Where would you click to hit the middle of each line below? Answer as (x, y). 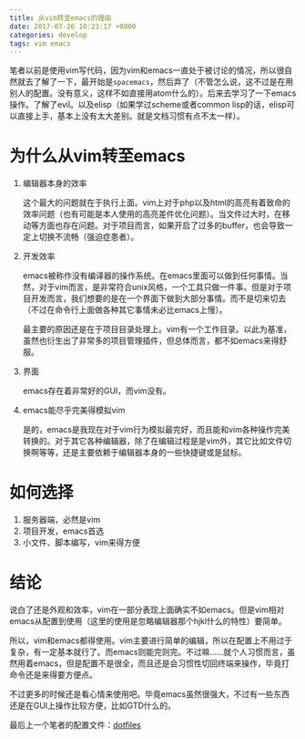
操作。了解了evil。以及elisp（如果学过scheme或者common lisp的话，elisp (148, 105)
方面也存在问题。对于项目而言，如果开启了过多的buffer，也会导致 (162, 225)
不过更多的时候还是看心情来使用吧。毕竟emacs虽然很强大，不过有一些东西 (149, 694)
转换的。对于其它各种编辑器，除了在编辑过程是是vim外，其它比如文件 (153, 441)
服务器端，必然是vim (61, 520)
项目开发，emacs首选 (63, 531)
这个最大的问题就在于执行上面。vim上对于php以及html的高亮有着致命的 (157, 203)
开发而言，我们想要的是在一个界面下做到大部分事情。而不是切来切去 (158, 298)
